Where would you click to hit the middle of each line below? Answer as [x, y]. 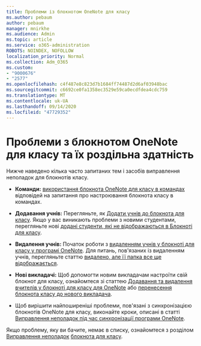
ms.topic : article [29, 40]
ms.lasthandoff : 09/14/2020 [41, 106]
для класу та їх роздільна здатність [100, 154]
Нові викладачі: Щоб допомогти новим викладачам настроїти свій [101, 275]
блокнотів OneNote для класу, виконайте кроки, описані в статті [97, 312]
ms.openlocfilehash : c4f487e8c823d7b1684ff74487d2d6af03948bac [87, 85]
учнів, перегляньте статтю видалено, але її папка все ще [88, 257]
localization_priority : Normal [45, 56]
